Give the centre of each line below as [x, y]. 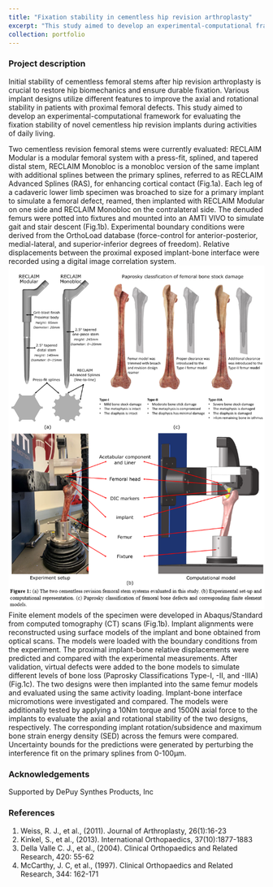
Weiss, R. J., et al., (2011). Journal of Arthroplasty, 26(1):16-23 [123, 831]
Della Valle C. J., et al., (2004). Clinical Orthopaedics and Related [129, 848]
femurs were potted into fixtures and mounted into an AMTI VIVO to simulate [136, 218]
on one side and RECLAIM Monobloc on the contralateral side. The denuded [136, 209]
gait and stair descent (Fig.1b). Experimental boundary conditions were [127, 227]
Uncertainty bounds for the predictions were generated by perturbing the [131, 744]
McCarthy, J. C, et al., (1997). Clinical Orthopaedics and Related [126, 865]
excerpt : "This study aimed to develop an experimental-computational [130, 26]
